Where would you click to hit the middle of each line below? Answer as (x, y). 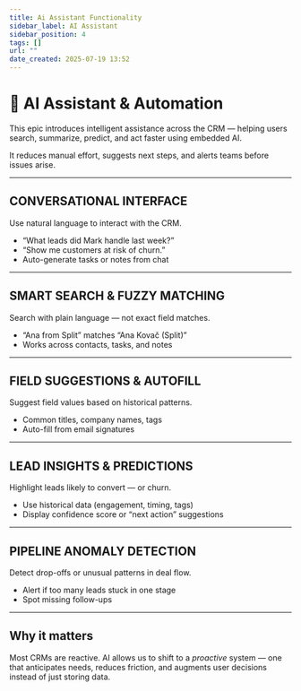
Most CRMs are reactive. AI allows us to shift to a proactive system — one (146, 657)
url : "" (24, 51)
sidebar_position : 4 (48, 34)
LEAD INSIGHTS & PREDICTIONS (101, 466)
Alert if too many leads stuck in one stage (99, 590)
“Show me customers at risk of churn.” (94, 250)
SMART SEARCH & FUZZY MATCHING (117, 296)
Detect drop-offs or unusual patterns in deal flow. (100, 573)
